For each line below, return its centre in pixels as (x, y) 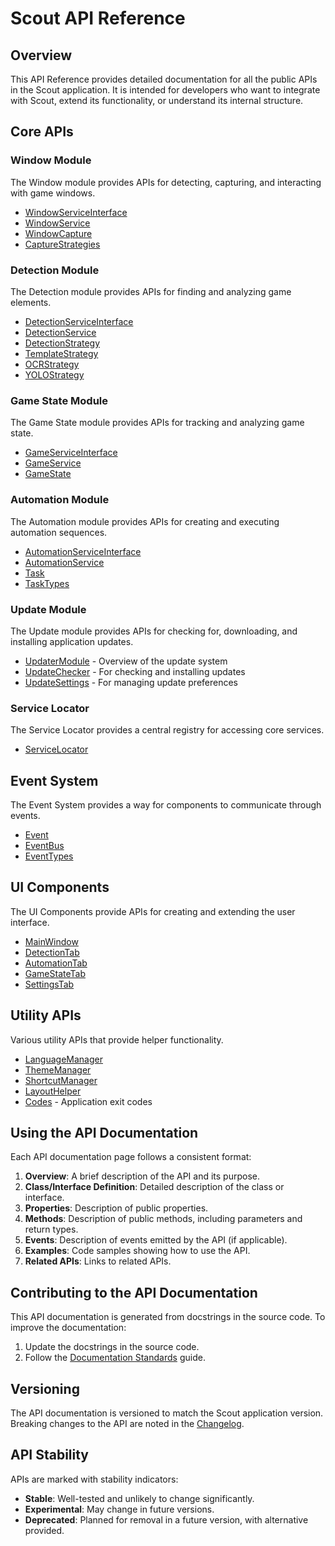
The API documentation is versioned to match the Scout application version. (167, 1413)
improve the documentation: (68, 1328)
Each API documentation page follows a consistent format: (131, 1157)
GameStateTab (55, 973)
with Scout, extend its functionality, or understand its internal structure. (157, 100)
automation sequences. (59, 532)
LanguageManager (63, 1059)
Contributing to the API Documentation (134, 1292)
